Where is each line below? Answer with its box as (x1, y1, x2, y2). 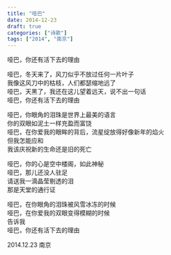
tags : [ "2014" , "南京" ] (7, 36, 74, 43)
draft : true (7, 23, 41, 30)
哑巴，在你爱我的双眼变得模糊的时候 (7, 209, 110, 217)
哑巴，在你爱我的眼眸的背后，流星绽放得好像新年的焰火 (7, 128, 164, 136)
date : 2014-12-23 (7, 17, 57, 23)
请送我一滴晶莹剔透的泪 (7, 177, 74, 185)
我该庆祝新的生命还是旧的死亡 (7, 145, 92, 154)
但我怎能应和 (7, 136, 43, 145)
